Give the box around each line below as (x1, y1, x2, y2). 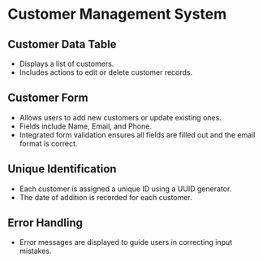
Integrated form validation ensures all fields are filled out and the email (19, 129, 256, 139)
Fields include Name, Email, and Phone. (19, 121, 152, 131)
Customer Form (7, 91, 88, 105)
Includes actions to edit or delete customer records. (19, 68, 192, 77)
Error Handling (7, 216, 83, 230)
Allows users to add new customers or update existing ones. (19, 112, 222, 122)
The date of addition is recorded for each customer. (19, 192, 192, 202)
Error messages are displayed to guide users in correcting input (19, 238, 233, 247)
